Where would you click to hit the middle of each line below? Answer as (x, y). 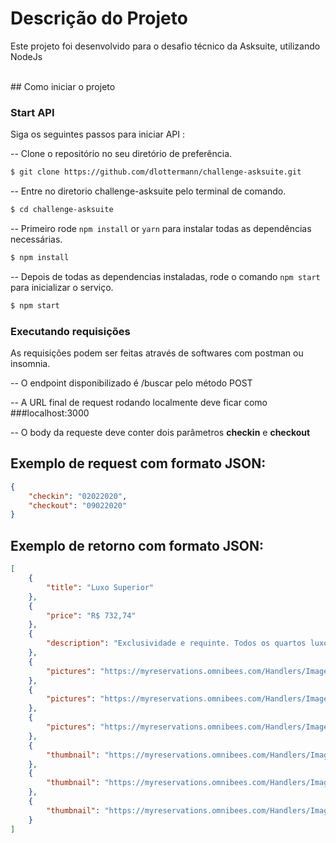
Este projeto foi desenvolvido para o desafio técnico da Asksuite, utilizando (165, 46)
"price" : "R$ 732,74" (91, 615)
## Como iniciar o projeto (63, 86)
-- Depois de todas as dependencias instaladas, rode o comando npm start (165, 276)
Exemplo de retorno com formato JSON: (137, 545)
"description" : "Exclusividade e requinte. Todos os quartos (176, 643)
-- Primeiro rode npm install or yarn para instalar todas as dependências (161, 228)
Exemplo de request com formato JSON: (138, 463)
